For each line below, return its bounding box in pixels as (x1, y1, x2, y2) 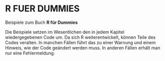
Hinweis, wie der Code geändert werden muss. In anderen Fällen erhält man (5, 45, 161, 51)
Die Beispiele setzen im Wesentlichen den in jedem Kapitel (5, 29, 125, 35)
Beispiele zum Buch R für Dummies (5, 19, 78, 25)
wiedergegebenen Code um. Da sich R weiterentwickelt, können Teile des (5, 34, 156, 40)
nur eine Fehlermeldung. (5, 50, 55, 56)
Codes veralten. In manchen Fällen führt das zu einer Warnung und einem (5, 39, 156, 45)
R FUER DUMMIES (5, 3, 80, 14)
